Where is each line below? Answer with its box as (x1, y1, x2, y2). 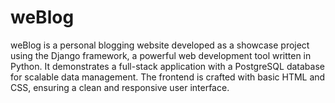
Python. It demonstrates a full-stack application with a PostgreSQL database (10, 60, 325, 72)
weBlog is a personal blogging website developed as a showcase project (10, 39, 310, 51)
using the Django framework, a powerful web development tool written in (10, 49, 312, 61)
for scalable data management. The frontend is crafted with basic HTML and (10, 71, 326, 83)
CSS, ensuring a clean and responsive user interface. (10, 81, 230, 93)
